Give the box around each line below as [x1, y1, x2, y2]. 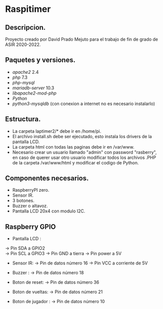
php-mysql [12, 79, 35, 85]
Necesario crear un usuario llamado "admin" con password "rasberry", [12, 149, 157, 155]
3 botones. [12, 198, 35, 204]
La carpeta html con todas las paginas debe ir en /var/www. [12, 144, 135, 150]
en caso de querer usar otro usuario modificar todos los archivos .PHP [12, 154, 156, 160]
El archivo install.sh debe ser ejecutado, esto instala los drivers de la [12, 133, 152, 139]
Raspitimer [5, 3, 51, 15]
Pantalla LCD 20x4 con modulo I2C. [12, 208, 86, 214]
